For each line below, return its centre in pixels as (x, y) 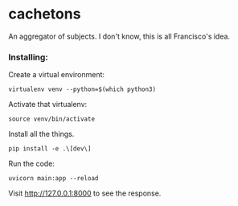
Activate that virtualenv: (48, 105)
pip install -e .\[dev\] (50, 149)
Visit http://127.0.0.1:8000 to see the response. (85, 193)
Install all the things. (41, 134)
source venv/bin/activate (51, 119)
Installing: (28, 57)
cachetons (45, 14)
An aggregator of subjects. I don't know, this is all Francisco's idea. (119, 36)
